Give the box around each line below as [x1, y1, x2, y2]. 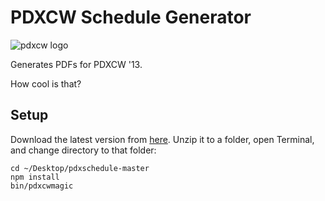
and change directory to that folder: [10, 144, 157, 156]
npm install [10, 172, 60, 182]
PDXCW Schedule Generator [10, 6, 252, 29]
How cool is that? [10, 77, 82, 90]
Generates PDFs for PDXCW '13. [10, 58, 143, 70]
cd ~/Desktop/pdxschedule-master [10, 163, 150, 173]
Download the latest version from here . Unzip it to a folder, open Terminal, [10, 133, 315, 145]
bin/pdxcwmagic [10, 181, 74, 191]
